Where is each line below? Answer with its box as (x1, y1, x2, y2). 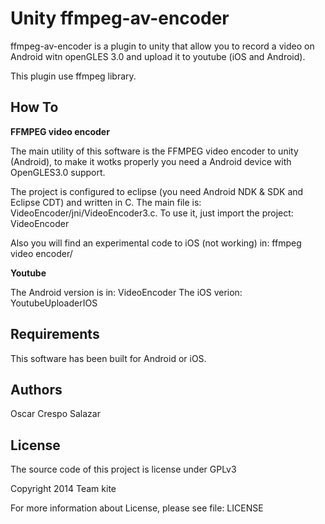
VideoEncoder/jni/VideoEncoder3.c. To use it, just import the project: (10, 207, 294, 219)
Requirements (10, 326, 100, 343)
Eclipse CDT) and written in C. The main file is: (10, 196, 202, 208)
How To (10, 99, 59, 116)
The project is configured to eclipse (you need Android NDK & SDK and (10, 185, 304, 197)
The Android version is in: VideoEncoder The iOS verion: (10, 286, 243, 298)
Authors (10, 381, 63, 398)
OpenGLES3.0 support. (10, 166, 106, 178)
